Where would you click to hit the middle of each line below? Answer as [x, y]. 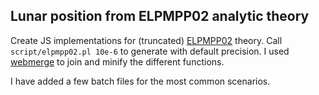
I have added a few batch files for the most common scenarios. [140, 81]
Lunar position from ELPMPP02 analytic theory [160, 16]
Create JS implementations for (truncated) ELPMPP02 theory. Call [146, 40]
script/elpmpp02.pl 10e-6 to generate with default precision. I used [150, 51]
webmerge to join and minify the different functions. [117, 61]
